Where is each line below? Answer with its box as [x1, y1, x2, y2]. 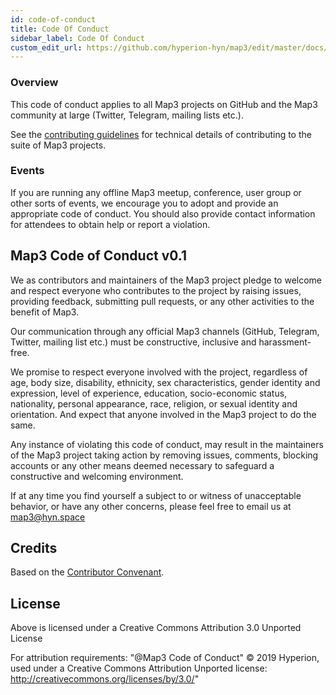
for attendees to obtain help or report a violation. [10, 218, 211, 230]
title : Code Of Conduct [10, 24, 110, 34]
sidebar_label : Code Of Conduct [10, 33, 145, 43]
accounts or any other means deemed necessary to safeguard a [10, 459, 275, 471]
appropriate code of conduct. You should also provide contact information [10, 207, 316, 220]
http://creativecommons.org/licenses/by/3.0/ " [10, 673, 200, 685]
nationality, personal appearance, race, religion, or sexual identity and [10, 397, 298, 410]
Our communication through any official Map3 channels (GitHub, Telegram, [10, 325, 320, 337]
